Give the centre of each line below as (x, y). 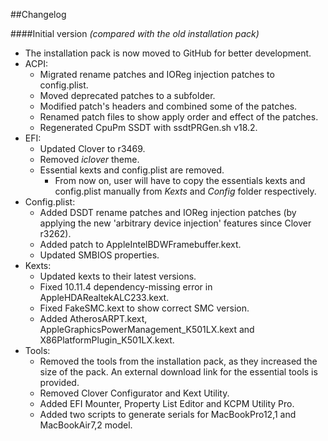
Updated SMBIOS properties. (99, 255)
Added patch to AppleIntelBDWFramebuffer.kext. (140, 244)
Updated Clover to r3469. (92, 148)
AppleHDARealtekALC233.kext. (104, 297)
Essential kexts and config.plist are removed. (132, 170)
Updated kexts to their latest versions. (118, 276)
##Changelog (38, 14)
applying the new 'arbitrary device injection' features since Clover (175, 223)
